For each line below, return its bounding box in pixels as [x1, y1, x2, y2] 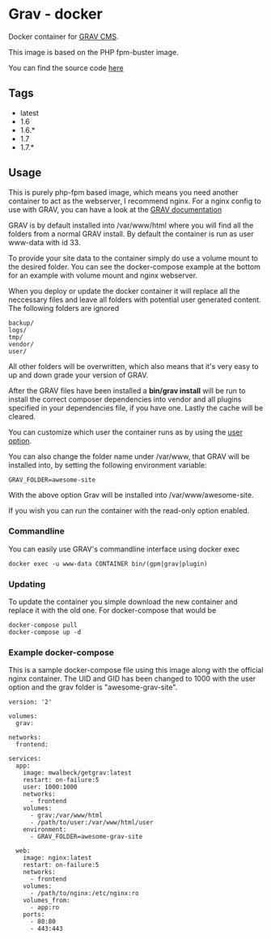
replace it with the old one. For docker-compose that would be [8, 605, 217, 615]
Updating [8, 578, 46, 589]
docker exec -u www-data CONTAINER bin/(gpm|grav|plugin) [8, 559, 208, 567]
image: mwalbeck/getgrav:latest [23, 769, 132, 777]
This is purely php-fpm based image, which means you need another [8, 187, 239, 197]
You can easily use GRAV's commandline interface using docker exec [8, 544, 240, 554]
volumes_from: [23, 896, 70, 905]
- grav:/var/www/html [29, 811, 104, 820]
